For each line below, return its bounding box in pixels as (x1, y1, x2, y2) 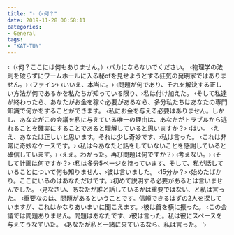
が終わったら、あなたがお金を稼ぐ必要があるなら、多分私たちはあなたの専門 (7, 98, 228, 106)
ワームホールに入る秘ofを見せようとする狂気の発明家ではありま (43, 71, 227, 80)
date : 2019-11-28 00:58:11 (7, 17, 86, 24)
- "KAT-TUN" (7, 43, 42, 50)
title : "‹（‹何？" (7, 10, 58, 17)
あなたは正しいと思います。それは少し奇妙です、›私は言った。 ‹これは (19, 133, 221, 141)
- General (7, 29, 36, 37)
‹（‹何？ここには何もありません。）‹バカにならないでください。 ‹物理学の (7, 63, 217, 71)
